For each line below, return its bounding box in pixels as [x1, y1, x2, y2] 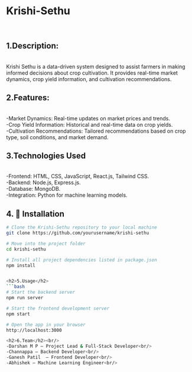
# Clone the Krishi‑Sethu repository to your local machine [6, 225, 158, 230]
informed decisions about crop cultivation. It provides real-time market [6, 69, 178, 76]
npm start [6, 311, 31, 317]
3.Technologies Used [6, 150, 86, 161]
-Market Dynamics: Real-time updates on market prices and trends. [6, 114, 170, 122]
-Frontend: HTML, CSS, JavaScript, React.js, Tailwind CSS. [6, 173, 149, 180]
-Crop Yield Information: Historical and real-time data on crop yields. [6, 121, 173, 128]
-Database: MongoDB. [6, 185, 61, 193]
